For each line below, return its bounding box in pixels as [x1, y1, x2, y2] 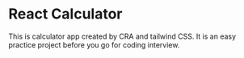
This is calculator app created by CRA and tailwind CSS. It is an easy [8, 31, 237, 41]
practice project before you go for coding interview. [8, 39, 180, 49]
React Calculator [8, 5, 123, 23]
